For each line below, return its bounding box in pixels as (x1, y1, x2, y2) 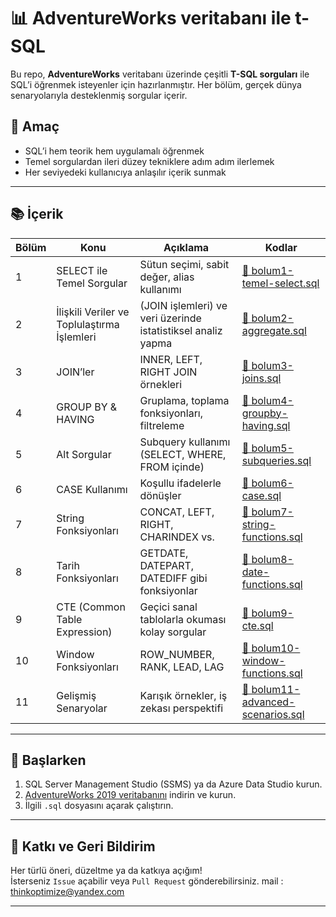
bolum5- (251, 441, 294, 455)
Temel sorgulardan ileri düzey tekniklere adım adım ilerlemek (24, 155, 275, 167)
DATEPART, (139, 558, 195, 572)
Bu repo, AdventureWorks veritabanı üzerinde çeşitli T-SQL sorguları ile (10, 68, 310, 80)
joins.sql (241, 371, 282, 385)
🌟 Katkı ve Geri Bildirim (10, 838, 156, 855)
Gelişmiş (56, 688, 97, 702)
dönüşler (139, 488, 182, 502)
